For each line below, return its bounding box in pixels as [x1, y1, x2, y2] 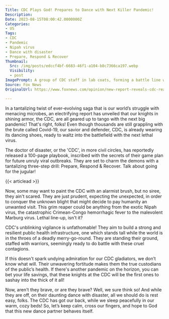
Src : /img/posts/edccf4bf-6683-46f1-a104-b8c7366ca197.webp [10, 63, 138, 68]
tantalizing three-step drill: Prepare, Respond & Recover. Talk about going [5, 163, 157, 169]
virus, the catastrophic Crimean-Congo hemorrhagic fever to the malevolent [5, 209, 163, 215]
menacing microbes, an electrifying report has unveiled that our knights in [5, 110, 158, 116]
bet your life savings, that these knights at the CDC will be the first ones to [5, 271, 159, 277]
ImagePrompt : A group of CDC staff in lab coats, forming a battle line [5, 77, 161, 83]
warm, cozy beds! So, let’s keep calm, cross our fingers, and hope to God [5, 302, 157, 308]
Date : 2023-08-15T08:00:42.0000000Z [5, 17, 82, 22]
